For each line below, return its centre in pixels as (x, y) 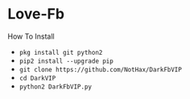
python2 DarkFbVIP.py (55, 87)
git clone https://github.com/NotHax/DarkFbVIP (100, 69)
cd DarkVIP (37, 78)
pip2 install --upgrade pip (66, 61)
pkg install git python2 (61, 52)
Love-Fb (36, 14)
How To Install (31, 36)
